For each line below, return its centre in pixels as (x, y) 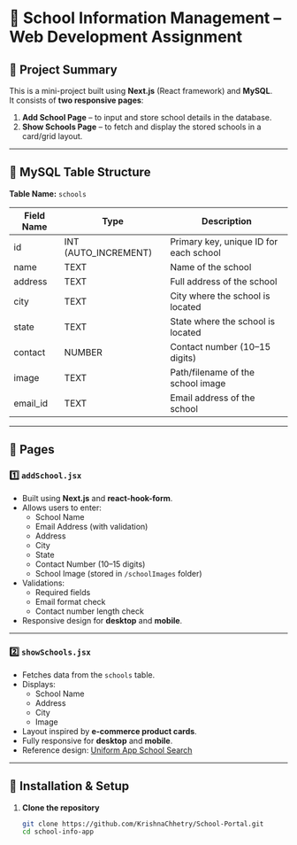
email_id (31, 403)
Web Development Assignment (126, 37)
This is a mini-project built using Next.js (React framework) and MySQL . (141, 91)
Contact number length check (89, 611)
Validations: (43, 583)
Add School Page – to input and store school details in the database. (147, 117)
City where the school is (220, 296)
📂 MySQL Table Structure (80, 172)
